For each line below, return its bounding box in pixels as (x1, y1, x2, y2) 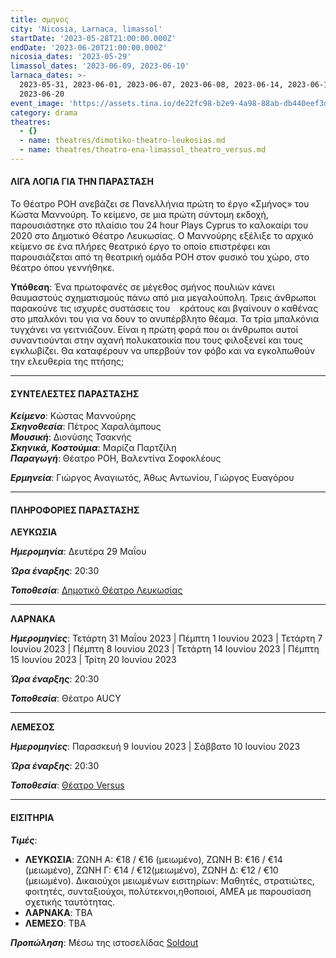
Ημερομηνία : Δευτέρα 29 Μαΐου (10, 546, 147, 558)
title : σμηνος (10, 14, 70, 25)
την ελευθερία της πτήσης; (10, 356, 125, 368)
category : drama (10, 107, 78, 118)
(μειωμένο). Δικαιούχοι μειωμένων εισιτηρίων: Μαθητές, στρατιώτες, (24, 874, 315, 886)
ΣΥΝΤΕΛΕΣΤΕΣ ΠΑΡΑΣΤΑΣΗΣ (10, 387, 140, 400)
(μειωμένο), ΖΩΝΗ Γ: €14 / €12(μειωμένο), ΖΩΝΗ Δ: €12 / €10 (24, 864, 279, 876)
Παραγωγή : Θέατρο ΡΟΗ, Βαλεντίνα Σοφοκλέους (10, 452, 222, 465)
